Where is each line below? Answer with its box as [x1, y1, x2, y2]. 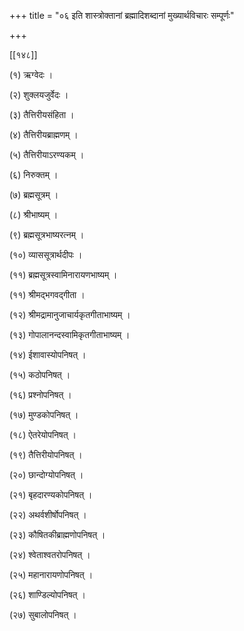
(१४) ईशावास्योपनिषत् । [9, 349, 87, 360]
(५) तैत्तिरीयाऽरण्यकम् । [9, 149, 85, 160]
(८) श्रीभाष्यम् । [9, 209, 59, 220]
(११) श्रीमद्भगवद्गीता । [9, 289, 86, 300]
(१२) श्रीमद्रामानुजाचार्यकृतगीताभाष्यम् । [9, 309, 131, 320]
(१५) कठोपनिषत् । [9, 369, 71, 380]
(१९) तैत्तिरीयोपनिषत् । [9, 449, 83, 460]
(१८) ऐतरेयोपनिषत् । [9, 429, 77, 440]
